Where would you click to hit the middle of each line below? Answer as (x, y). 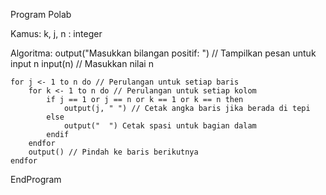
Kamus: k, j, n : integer (56, 33)
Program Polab (41, 14)
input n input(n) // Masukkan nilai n (82, 63)
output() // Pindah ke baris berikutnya (113, 152)
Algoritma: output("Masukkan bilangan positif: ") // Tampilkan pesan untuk (163, 53)
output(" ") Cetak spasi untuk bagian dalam (160, 126)
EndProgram (36, 179)
